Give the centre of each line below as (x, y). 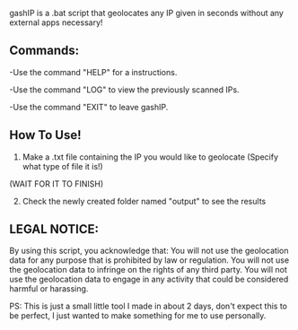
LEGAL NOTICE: (54, 229)
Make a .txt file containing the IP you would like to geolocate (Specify (150, 157)
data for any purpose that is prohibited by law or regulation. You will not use (149, 260)
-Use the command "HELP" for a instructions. (93, 72)
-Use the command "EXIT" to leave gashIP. (89, 107)
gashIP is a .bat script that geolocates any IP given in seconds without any (147, 13)
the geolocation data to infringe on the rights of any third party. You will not (148, 270)
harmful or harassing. (49, 289)
